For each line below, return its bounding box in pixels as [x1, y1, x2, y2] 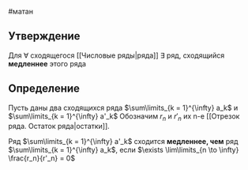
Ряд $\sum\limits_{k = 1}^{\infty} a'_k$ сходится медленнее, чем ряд [8, 137, 239, 146]
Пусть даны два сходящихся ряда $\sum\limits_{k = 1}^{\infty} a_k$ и [8, 103, 239, 112]
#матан [8, 7, 34, 16]
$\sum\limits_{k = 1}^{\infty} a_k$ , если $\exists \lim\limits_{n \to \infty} [8, 145, 239, 155]
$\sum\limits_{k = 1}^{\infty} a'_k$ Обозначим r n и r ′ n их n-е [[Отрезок [8, 111, 240, 123]
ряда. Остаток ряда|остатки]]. [8, 122, 111, 131]
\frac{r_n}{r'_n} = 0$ [8, 153, 76, 163]
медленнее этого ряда [8, 59, 87, 68]
